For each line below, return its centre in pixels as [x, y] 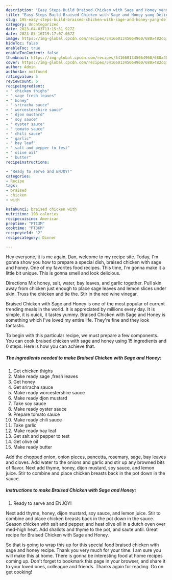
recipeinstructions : [28, 162]
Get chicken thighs [33, 371]
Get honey [24, 382]
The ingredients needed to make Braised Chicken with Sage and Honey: [84, 358]
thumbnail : [17, 58]
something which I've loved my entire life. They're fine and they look [78, 320]
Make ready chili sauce [38, 419]
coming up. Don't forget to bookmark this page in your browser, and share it [85, 561]
